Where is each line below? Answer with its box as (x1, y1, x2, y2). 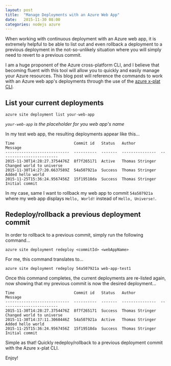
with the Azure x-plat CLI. (5, 345, 59, 351)
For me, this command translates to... (5, 256, 84, 262)
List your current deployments (5, 98, 104, 107)
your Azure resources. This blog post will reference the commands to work (5, 73, 163, 79)
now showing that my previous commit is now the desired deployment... (5, 280, 157, 286)
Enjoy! (5, 355, 19, 361)
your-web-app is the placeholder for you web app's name (5, 121, 125, 127)
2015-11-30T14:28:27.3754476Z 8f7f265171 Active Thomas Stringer (5, 159, 157, 164)
